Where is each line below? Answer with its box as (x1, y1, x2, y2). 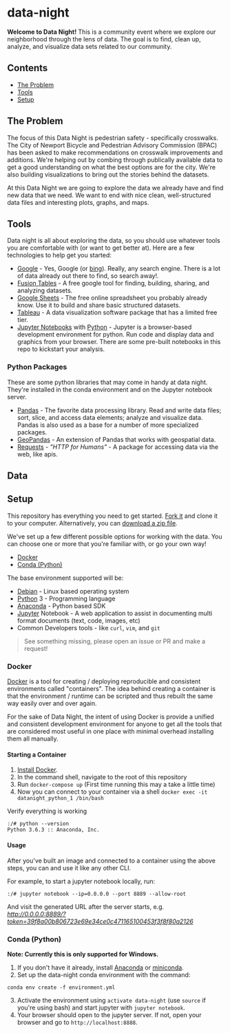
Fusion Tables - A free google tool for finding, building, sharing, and (17, 279, 210, 288)
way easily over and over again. (7, 699, 97, 708)
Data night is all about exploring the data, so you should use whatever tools (7, 237, 220, 245)
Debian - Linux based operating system (17, 587, 129, 595)
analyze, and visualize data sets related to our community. (7, 42, 172, 50)
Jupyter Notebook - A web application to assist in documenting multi (17, 609, 213, 617)
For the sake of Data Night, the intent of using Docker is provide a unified (7, 712, 215, 721)
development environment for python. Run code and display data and (17, 330, 214, 339)
